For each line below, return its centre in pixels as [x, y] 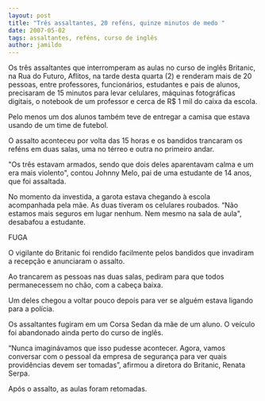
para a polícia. [31, 309]
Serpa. [19, 373]
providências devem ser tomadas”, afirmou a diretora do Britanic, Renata [127, 365]
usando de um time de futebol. [58, 125]
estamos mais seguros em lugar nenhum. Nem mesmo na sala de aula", [125, 214]
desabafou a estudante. [47, 222]
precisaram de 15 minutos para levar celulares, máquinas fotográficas [122, 93]
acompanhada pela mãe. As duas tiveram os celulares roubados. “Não [123, 205]
